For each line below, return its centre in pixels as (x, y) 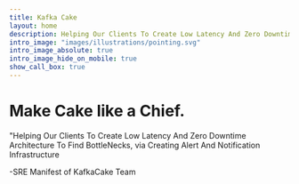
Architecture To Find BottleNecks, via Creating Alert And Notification (135, 145)
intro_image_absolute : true (61, 51)
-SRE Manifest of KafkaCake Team (73, 172)
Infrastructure (34, 154)
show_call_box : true (48, 68)
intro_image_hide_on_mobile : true (73, 59)
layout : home (33, 26)
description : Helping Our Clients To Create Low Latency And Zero (135, 34)
